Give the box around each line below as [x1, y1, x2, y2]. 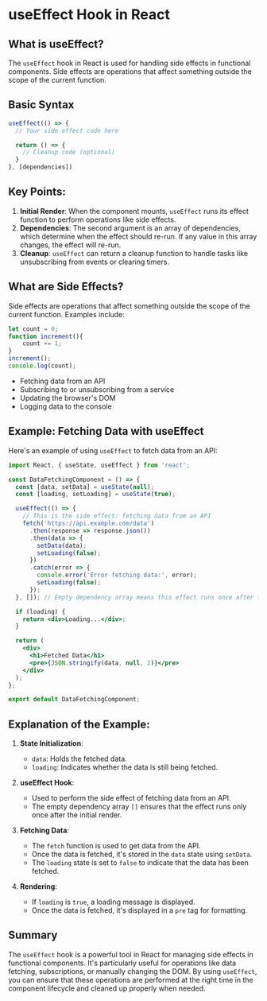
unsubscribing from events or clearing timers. [19, 257, 169, 266]
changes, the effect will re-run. [19, 240, 122, 250]
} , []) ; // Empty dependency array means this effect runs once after [15, 593, 254, 601]
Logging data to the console [19, 402, 113, 411]
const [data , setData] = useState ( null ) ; [15, 483, 155, 491]
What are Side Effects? [8, 280, 124, 293]
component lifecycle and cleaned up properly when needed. [8, 984, 206, 993]
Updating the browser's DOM [19, 393, 116, 402]
